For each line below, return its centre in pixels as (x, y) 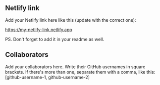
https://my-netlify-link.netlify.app (39, 30)
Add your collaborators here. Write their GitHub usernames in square (75, 67)
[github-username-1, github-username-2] (48, 77)
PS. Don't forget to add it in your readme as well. (55, 39)
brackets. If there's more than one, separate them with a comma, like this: (80, 72)
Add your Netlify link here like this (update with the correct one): (71, 20)
